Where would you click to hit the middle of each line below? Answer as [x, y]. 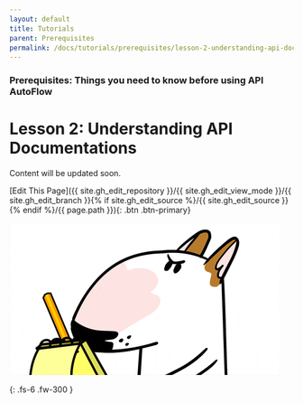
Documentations [73, 148]
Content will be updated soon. [65, 173]
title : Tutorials [42, 28]
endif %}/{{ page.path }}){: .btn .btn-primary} [106, 210]
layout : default [40, 19]
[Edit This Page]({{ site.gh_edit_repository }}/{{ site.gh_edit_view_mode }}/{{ [151, 191]
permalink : [30, 48]
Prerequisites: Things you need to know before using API [137, 80]
